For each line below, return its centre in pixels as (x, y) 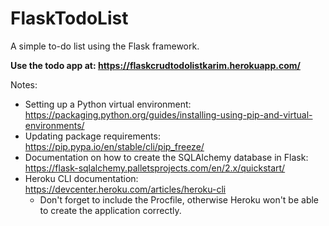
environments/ (54, 125)
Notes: (24, 84)
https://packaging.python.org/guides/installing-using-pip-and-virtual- (168, 114)
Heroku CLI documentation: (81, 178)
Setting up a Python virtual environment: (108, 104)
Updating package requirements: (92, 136)
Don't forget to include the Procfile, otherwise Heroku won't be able (179, 199)
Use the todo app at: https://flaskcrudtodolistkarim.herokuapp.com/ (155, 65)
